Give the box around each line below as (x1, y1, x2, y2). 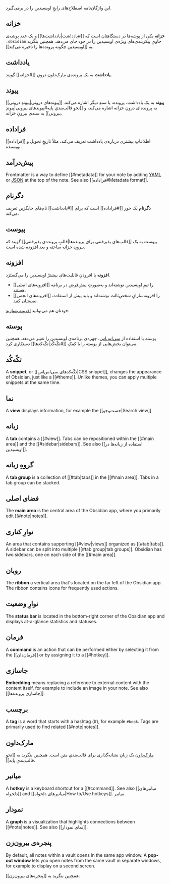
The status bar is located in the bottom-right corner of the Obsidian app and (6, 613, 165, 619)
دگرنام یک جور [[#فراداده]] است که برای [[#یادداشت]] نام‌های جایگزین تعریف (6, 205, 151, 211)
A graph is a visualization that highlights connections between (6, 818, 135, 824)
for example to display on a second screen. (6, 863, 95, 869)
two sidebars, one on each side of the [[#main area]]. (6, 551, 117, 558)
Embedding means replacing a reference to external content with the (6, 680, 149, 686)
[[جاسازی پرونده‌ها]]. (6, 690, 45, 696)
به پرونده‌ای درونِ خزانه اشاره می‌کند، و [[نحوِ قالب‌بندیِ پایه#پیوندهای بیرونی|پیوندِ (6, 105, 157, 111)
